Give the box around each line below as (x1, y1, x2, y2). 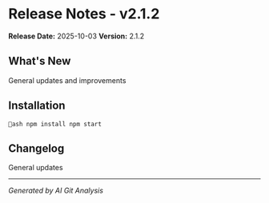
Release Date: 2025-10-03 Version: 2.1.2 (8, 31, 145, 41)
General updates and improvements (8, 75, 126, 85)
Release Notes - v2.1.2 (8, 5, 160, 23)
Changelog (8, 141, 65, 155)
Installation (8, 99, 66, 113)
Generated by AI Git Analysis (8, 185, 104, 196)
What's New (8, 54, 71, 68)
